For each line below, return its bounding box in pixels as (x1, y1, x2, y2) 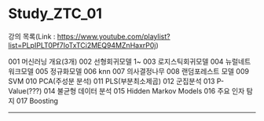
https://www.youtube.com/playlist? (57, 31, 170, 41)
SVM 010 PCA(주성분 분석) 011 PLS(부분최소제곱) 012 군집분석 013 (8, 76, 215, 86)
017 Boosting (16, 96, 59, 105)
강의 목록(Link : (8, 31, 56, 41)
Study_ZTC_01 (8, 5, 102, 23)
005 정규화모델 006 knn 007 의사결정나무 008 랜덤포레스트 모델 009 (35, 66, 250, 75)
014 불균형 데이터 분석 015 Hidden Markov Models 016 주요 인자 (43, 86, 245, 95)
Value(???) (8, 86, 42, 95)
